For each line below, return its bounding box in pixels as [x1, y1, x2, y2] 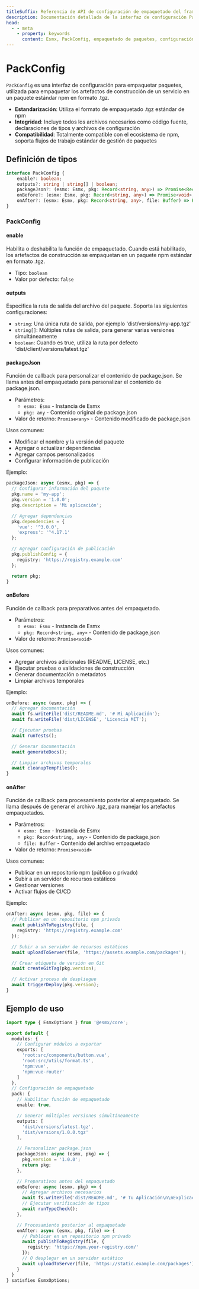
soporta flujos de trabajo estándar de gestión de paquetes [14, 137, 157, 144]
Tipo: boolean [14, 270, 48, 276]
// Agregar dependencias [11, 513, 73, 519]
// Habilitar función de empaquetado [17, 1097, 110, 1103]
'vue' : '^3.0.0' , [17, 524, 60, 530]
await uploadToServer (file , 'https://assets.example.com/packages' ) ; [11, 949, 187, 955]
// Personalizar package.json [17, 1145, 92, 1152]
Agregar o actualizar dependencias [14, 445, 101, 452]
